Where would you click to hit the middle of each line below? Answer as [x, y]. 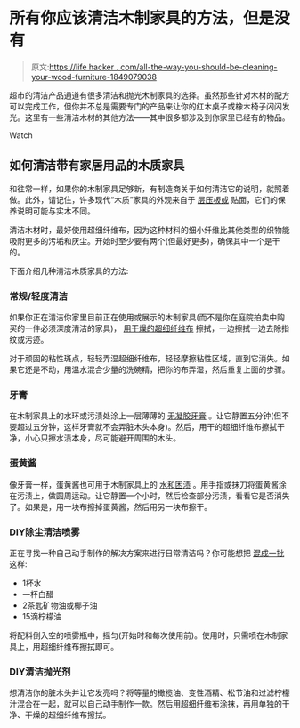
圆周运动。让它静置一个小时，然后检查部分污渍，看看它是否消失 [173, 496]
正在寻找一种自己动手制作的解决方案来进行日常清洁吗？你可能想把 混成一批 [147, 553]
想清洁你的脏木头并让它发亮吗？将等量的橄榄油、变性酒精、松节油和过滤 [142, 693]
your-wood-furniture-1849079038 [94, 77]
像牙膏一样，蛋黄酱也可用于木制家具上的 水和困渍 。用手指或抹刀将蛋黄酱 [144, 484]
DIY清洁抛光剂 [40, 671]
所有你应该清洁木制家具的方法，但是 [142, 18]
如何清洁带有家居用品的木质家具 [97, 166]
